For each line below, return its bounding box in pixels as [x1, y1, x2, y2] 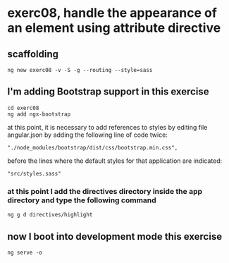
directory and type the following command [7, 195, 156, 205]
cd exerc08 [7, 104, 39, 111]
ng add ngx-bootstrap [7, 111, 71, 118]
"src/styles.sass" [7, 170, 61, 177]
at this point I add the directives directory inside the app [7, 186, 203, 196]
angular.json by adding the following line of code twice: [7, 130, 168, 139]
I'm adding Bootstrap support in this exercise [7, 86, 209, 98]
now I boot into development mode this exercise [7, 231, 223, 243]
